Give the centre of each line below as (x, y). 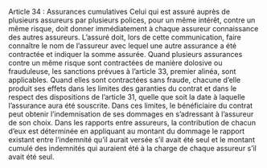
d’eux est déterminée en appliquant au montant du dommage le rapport (127, 131)
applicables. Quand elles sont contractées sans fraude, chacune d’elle (125, 80)
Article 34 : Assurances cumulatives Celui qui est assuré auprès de (119, 12)
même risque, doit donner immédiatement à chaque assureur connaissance (133, 29)
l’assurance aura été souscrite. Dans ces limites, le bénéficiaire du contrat (131, 105)
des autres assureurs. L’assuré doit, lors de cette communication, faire (125, 37)
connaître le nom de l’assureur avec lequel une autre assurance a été (123, 46)
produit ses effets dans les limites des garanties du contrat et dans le (123, 88)
